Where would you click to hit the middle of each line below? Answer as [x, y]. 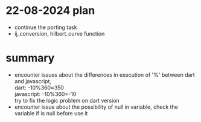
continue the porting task [46, 27]
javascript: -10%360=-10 [45, 94]
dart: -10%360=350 [39, 88]
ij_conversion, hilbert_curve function [59, 33]
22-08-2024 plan [50, 11]
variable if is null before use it [51, 113]
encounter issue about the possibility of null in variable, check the [96, 107]
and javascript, [33, 81]
